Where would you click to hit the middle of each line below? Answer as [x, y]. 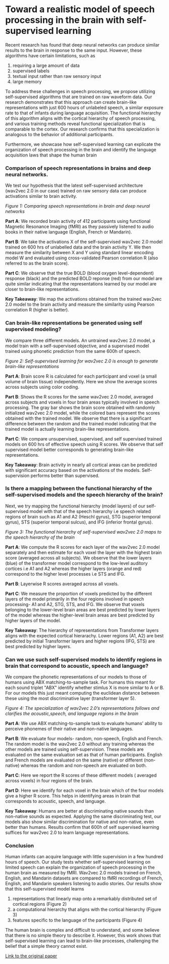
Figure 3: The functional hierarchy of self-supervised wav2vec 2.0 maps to [83, 532]
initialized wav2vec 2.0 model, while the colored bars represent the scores [83, 413]
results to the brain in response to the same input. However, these [74, 50]
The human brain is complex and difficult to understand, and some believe [82, 930]
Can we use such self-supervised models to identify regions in [83, 659]
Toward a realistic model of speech [80, 9]
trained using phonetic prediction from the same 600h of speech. [73, 351]
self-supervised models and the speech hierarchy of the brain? [84, 495]
